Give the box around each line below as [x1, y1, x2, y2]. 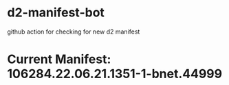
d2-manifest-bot [7, 5, 105, 21]
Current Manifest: [7, 51, 111, 67]
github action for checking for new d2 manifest [7, 27, 140, 36]
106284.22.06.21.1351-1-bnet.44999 [7, 66, 222, 82]
